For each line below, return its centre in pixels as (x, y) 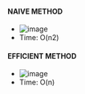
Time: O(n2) (39, 38)
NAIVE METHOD (35, 11)
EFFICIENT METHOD (42, 55)
